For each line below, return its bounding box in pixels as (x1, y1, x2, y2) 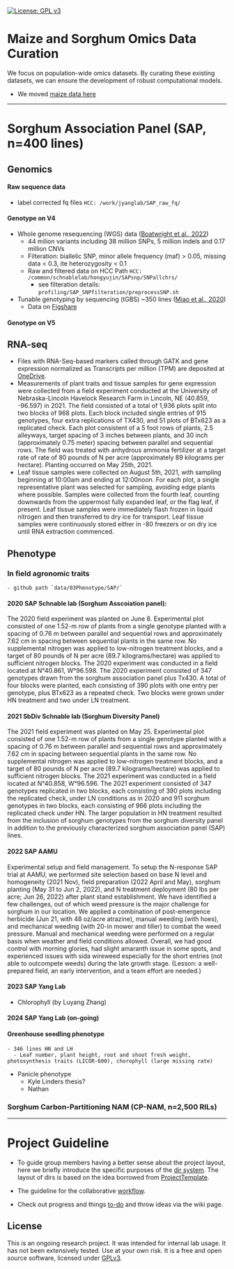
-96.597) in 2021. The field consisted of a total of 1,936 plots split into (17, 402, 217, 410)
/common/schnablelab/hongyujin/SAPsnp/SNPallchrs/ (27, 274, 178, 281)
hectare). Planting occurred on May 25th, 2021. (17, 461, 153, 469)
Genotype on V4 (7, 214, 56, 222)
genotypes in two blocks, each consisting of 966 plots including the (7, 802, 202, 810)
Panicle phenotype (17, 1070, 72, 1078)
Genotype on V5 (7, 318, 56, 327)
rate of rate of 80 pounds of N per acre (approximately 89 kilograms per (17, 453, 224, 462)
